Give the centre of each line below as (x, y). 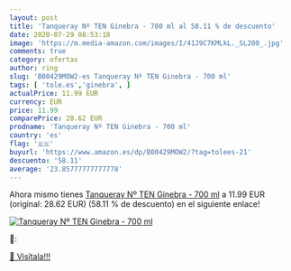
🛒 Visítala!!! (30, 257)
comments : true (38, 51)
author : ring (34, 69)
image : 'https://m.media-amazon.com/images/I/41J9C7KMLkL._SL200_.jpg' (146, 43)
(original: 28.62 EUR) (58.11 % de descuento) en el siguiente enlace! (135, 204)
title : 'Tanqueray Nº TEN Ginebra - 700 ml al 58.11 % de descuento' (143, 26)
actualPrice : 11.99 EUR (54, 93)
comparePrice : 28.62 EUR (56, 118)
